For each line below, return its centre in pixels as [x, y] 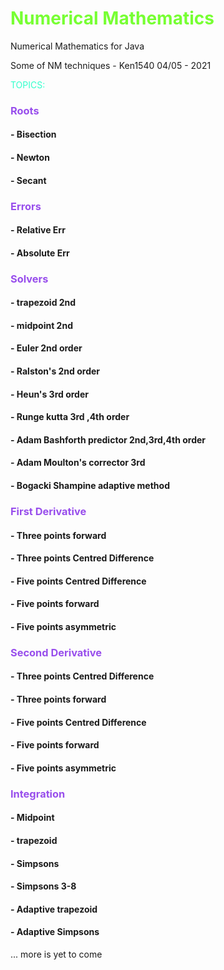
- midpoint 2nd [41, 325]
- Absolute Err [40, 253]
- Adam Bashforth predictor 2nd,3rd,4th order [108, 439]
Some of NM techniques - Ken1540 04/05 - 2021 [111, 65]
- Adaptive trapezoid [54, 909]
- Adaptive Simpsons [55, 932]
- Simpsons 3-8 [43, 886]
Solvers [29, 279]
